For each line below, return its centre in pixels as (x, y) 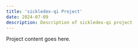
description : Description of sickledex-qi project (69, 22)
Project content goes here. (38, 39)
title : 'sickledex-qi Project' (44, 11)
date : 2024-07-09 (27, 17)
